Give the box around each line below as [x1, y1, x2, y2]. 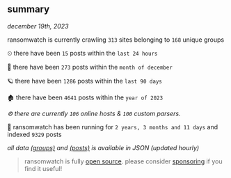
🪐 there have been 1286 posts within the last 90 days [7, 76, 162, 85]
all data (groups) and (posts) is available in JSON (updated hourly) [7, 143, 200, 152]
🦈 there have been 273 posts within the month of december [7, 63, 173, 71]
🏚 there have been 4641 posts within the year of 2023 [7, 93, 164, 102]
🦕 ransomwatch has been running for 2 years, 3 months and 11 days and [7, 122, 218, 131]
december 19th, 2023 [7, 22, 69, 30]
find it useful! [24, 164, 63, 172]
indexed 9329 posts [7, 130, 62, 138]
